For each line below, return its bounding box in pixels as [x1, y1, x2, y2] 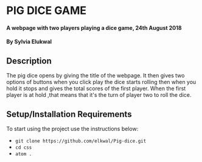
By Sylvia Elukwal [6, 38, 52, 46]
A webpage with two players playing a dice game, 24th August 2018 [6, 24, 182, 31]
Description [6, 55, 52, 66]
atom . [15, 151, 32, 157]
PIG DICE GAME [6, 4, 87, 18]
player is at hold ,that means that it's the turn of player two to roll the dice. [6, 91, 192, 99]
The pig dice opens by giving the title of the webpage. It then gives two [6, 72, 185, 79]
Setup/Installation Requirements [6, 109, 132, 119]
